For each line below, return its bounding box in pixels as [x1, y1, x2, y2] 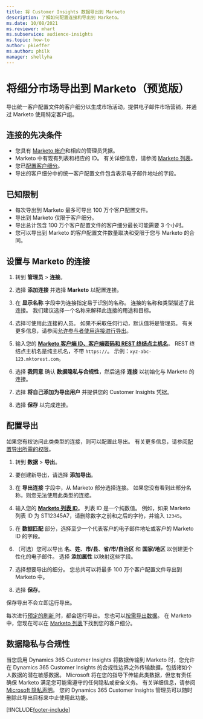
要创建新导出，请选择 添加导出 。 [14, 471, 97, 478]
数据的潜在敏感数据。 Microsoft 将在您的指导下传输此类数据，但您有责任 [11, 671, 192, 678]
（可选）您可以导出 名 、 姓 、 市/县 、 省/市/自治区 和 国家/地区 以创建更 [14, 545, 188, 553]
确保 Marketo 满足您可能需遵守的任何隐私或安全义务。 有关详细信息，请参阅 [6, 678, 196, 686]
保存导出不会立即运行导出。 [6, 599, 76, 606]
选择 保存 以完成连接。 [14, 401, 71, 409]
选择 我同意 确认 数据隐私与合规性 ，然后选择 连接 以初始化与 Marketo [14, 368, 188, 375]
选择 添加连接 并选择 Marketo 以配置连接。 [14, 286, 123, 294]
